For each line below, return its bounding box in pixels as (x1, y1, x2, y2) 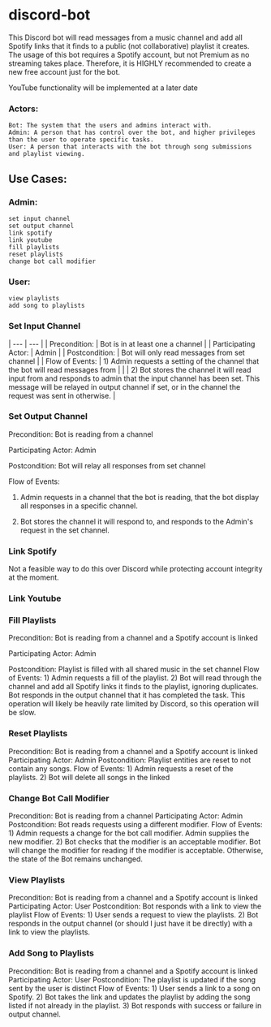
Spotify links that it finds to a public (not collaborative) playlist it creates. (8, 41, 250, 50)
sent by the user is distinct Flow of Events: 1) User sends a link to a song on (8, 983, 261, 993)
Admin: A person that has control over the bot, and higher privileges (8, 128, 256, 137)
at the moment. (8, 572, 59, 582)
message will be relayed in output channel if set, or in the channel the (8, 382, 241, 391)
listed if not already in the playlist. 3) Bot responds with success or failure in (8, 1000, 262, 1010)
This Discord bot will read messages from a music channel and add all (8, 32, 243, 42)
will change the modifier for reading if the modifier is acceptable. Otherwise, (8, 845, 264, 855)
